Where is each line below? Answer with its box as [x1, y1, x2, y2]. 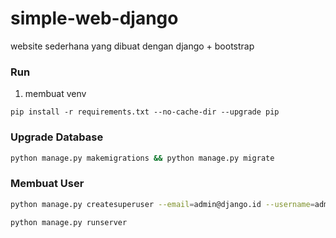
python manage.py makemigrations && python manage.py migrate [10, 153, 275, 163]
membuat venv [24, 88, 87, 100]
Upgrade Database [10, 130, 104, 144]
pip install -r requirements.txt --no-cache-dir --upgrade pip [10, 107, 280, 117]
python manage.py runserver [10, 217, 128, 227]
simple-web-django [10, 7, 179, 30]
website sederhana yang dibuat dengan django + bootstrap [10, 40, 255, 52]
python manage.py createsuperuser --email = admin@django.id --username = [10, 199, 315, 209]
